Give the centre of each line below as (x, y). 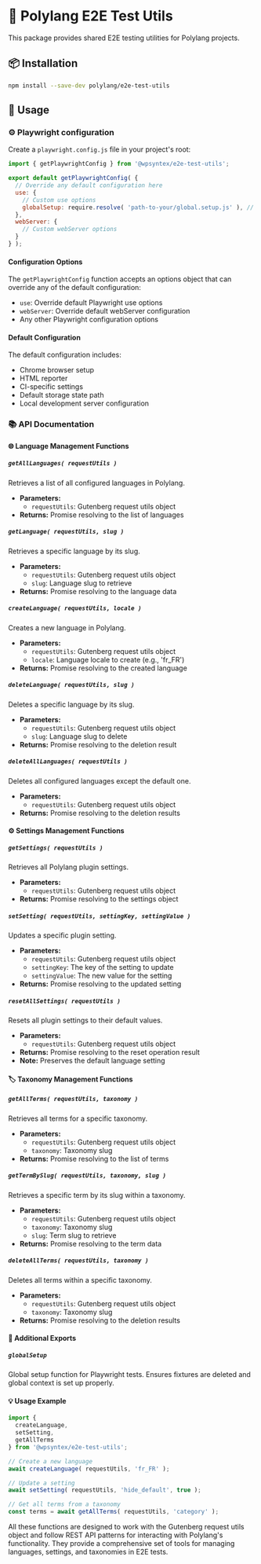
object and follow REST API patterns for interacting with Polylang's (116, 1535)
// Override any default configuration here (89, 185)
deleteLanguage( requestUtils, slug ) (71, 685)
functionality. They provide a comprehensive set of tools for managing (121, 1544)
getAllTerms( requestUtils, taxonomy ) (73, 1100)
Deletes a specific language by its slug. (71, 704)
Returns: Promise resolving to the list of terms (94, 1158)
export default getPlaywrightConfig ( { (73, 178)
